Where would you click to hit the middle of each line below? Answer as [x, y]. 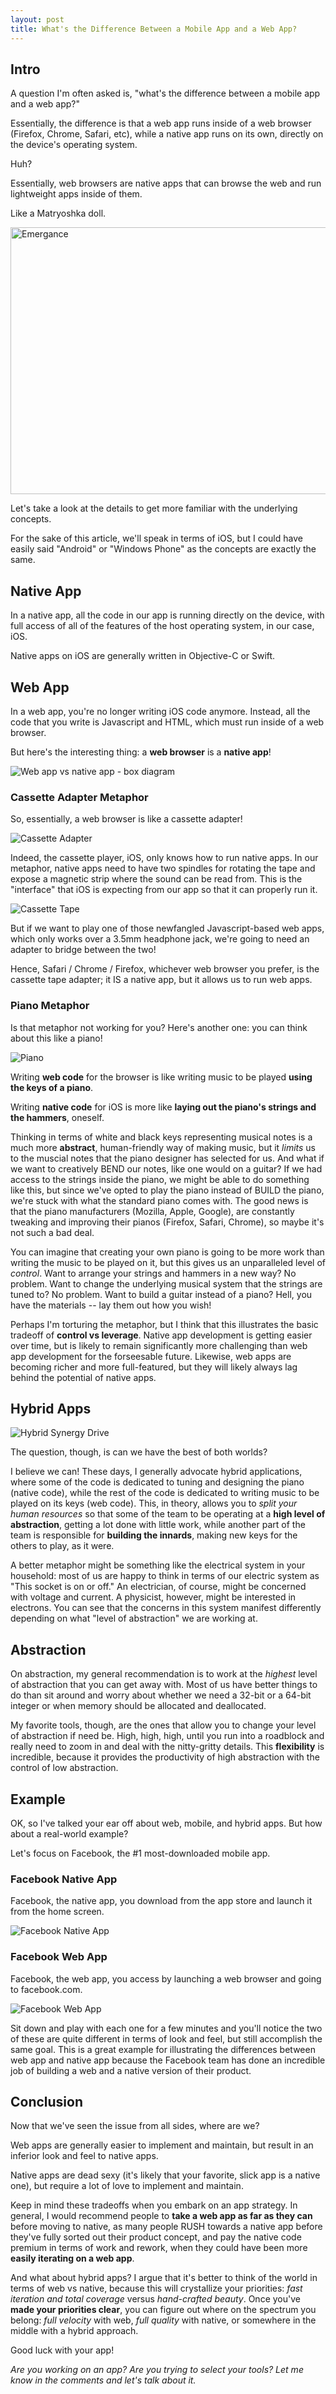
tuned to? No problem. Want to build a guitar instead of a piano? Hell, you [161, 1294]
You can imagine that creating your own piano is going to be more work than [167, 1252]
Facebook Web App [59, 1957]
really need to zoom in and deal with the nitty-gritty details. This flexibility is [167, 1747]
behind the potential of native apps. [83, 1377]
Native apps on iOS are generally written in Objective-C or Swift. [143, 656]
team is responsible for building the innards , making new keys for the [154, 1535]
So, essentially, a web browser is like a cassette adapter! [126, 819]
